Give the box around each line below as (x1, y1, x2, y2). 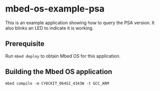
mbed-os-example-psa (5, 3, 105, 15)
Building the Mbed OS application (5, 67, 112, 76)
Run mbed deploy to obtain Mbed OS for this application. (5, 53, 121, 59)
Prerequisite (5, 40, 45, 48)
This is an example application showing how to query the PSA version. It (5, 20, 155, 26)
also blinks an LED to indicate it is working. (5, 25, 94, 31)
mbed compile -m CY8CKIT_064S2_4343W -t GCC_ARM (5, 81, 109, 86)
